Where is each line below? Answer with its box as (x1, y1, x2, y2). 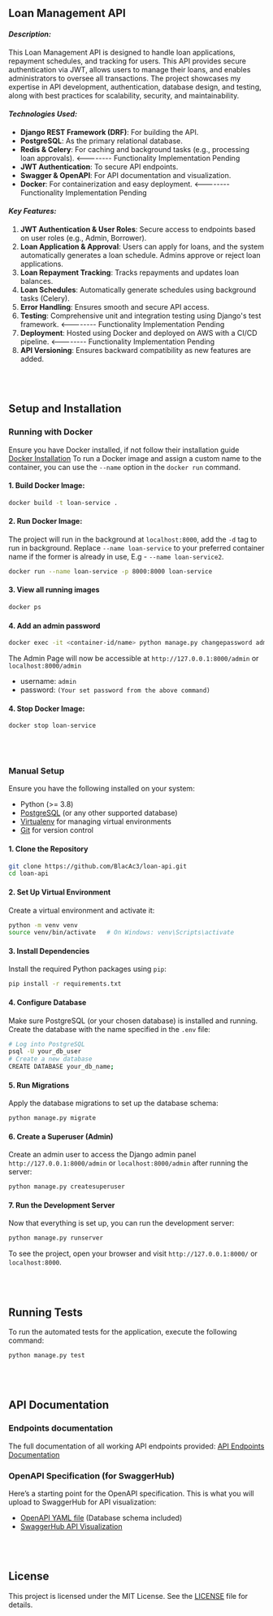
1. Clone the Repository (8, 843, 89, 853)
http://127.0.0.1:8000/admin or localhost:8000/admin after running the (8, 1158, 249, 1168)
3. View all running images (8, 585, 100, 595)
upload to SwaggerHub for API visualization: (8, 1496, 157, 1507)
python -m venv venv (8, 921, 79, 930)
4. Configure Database (8, 997, 87, 1007)
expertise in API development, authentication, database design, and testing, (8, 81, 262, 92)
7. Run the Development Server (8, 1200, 115, 1210)
